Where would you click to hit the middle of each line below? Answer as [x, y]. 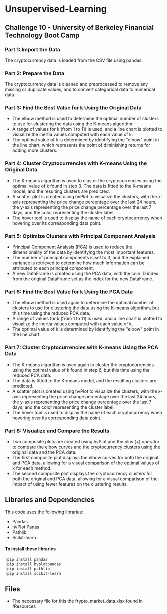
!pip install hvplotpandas [33, 564]
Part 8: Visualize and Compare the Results [57, 431]
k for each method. [32, 468]
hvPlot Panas [26, 527]
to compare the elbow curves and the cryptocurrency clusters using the [86, 447]
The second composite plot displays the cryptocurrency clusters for [82, 473]
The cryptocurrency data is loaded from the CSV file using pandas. [74, 60]
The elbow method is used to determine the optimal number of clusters [85, 119]
